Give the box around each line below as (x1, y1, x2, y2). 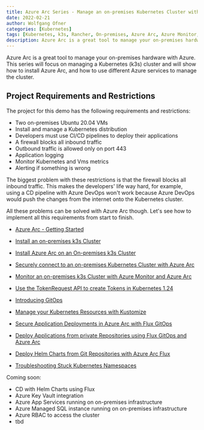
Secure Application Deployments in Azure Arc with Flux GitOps (15, 320, 172, 327)
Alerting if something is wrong (15, 164, 91, 171)
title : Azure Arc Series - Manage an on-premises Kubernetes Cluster (6, 9, 186, 15)
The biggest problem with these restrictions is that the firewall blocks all (6, 176, 186, 183)
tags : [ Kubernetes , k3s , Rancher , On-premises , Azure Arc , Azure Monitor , (6, 32, 200, 38)
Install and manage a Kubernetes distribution (15, 125, 127, 133)
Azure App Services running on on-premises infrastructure (15, 398, 163, 406)
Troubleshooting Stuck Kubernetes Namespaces (15, 362, 137, 369)
